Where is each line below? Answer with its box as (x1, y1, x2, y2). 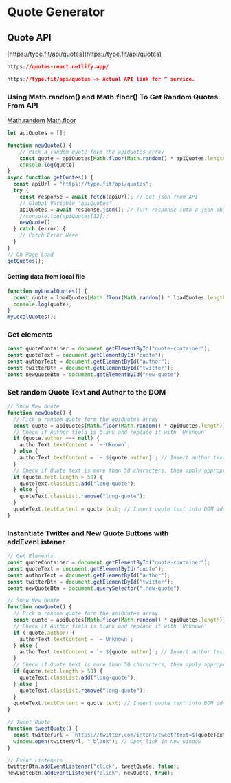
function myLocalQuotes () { (7, 288, 88, 295)
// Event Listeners (7, 757, 63, 764)
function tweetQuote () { (7, 725, 78, 732)
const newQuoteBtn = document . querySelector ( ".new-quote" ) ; (7, 584, 184, 592)
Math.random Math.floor (7, 117, 77, 125)
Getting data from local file (7, 272, 85, 281)
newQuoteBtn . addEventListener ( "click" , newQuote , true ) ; (7, 770, 174, 777)
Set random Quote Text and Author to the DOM (7, 387, 166, 397)
